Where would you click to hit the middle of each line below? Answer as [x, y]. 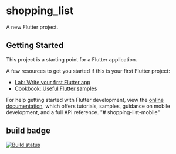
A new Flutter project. [32, 27]
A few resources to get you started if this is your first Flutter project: [88, 71]
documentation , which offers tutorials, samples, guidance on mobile [88, 106]
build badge [28, 131]
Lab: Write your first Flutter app [53, 82]
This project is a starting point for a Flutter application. [72, 59]
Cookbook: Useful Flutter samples [56, 88]
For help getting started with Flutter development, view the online [85, 100]
